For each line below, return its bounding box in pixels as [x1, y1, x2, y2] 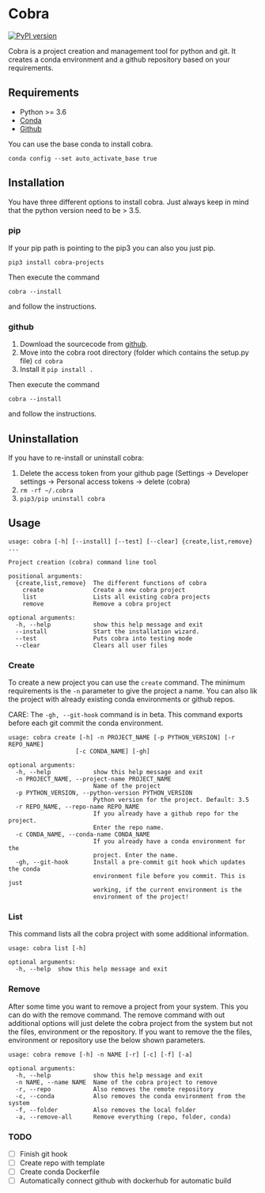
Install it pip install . [19, 365, 93, 374]
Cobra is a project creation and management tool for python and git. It [8, 46, 236, 55]
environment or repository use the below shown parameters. [8, 1035, 206, 1045]
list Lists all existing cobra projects [22, 593, 211, 601]
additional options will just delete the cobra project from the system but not [8, 1018, 253, 1028]
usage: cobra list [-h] [8, 944, 87, 952]
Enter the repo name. [93, 824, 165, 832]
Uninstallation [8, 432, 79, 446]
